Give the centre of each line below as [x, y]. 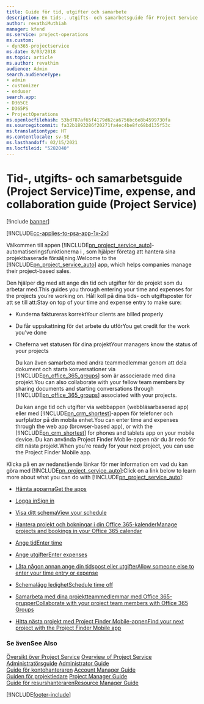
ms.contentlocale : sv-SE [38, 137]
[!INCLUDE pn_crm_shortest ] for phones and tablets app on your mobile [105, 433]
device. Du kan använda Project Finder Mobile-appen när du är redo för [105, 439]
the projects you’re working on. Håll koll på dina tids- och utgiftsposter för [99, 296]
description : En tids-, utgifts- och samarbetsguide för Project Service [102, 18]
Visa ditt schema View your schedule [61, 512]
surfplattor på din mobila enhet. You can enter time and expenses [97, 419]
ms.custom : [20, 40]
